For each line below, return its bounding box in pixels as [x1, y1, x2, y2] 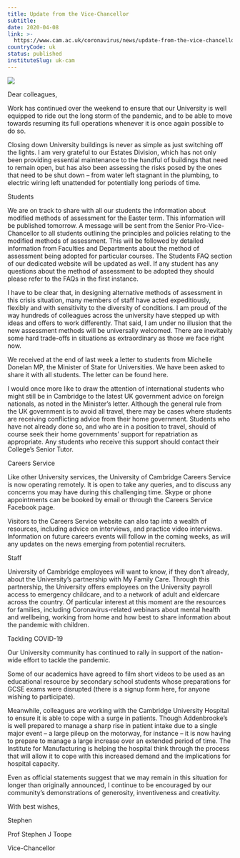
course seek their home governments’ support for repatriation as [7, 429, 199, 438]
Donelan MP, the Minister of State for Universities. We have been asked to [7, 362, 225, 371]
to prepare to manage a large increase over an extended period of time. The [7, 737, 231, 745]
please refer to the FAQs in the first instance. [7, 274, 139, 283]
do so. [7, 126, 26, 135]
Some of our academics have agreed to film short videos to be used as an [7, 669, 225, 678]
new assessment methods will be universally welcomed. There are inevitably [7, 326, 234, 334]
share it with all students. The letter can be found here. [7, 370, 169, 379]
